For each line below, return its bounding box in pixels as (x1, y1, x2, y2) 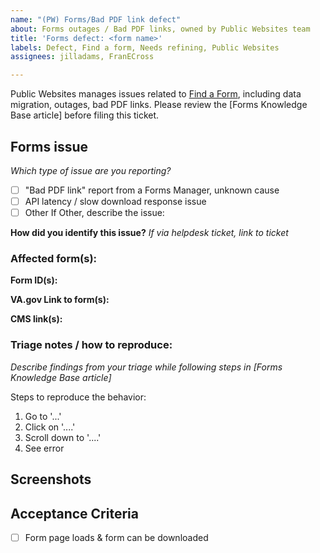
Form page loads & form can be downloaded (24, 531, 209, 543)
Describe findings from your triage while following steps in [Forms (10, 361, 283, 373)
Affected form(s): (10, 252, 98, 266)
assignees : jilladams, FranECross (10, 52, 155, 62)
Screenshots (10, 471, 92, 488)
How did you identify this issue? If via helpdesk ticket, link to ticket (10, 227, 289, 239)
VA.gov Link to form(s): (10, 294, 110, 306)
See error (24, 442, 65, 454)
